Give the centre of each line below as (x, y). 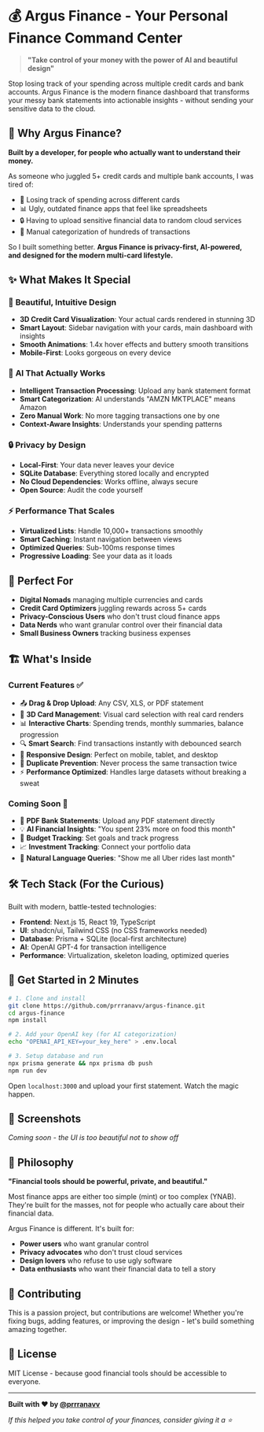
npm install (27, 1020)
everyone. (24, 1381)
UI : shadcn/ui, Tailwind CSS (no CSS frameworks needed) (113, 930)
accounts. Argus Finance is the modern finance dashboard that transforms (129, 91)
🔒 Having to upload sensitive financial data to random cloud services (130, 220)
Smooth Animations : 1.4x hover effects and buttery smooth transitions (134, 345)
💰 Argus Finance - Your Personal (118, 16)
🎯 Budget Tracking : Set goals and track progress (99, 838)
